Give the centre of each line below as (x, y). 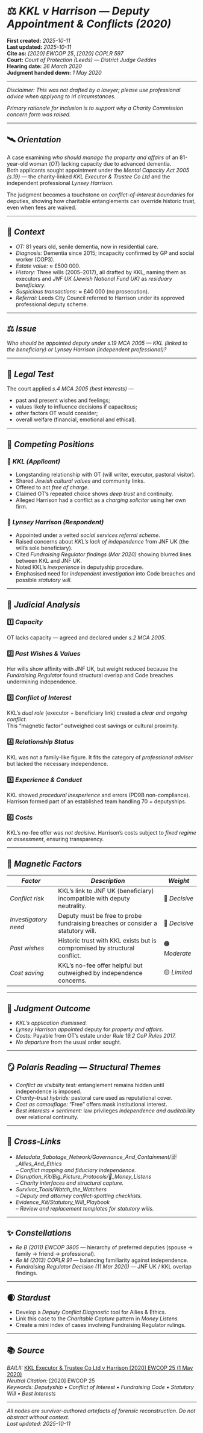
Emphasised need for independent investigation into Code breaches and (105, 574)
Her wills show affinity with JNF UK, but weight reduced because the (92, 669)
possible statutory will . (44, 580)
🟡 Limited (178, 972)
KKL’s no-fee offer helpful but (101, 965)
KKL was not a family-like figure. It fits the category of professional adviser (100, 757)
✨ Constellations (39, 1233)
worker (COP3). (35, 259)
